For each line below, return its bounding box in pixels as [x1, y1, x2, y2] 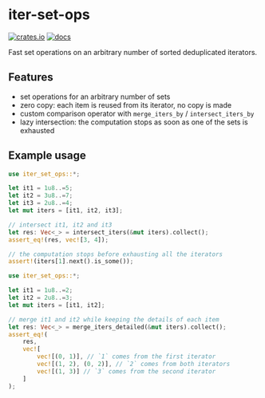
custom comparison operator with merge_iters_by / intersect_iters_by [19, 108, 255, 118]
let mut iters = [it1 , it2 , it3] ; [8, 207, 124, 215]
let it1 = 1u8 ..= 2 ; [8, 286, 73, 294]
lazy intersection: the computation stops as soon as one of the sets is [19, 117, 249, 127]
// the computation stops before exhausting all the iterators [8, 250, 223, 258]
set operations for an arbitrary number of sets [19, 92, 171, 101]
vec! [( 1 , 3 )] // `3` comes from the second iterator [37, 367, 216, 376]
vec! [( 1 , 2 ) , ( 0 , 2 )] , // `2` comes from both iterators [37, 361, 231, 368]
